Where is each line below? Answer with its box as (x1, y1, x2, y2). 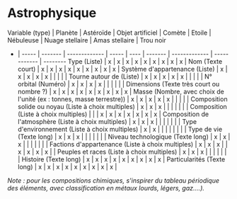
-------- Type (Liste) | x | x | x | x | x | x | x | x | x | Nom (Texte (43, 57, 223, 65)
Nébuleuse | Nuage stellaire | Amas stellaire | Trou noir (7, 35, 166, 44)
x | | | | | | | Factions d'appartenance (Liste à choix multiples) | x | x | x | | (17, 140, 228, 148)
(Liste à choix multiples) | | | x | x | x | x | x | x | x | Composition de (17, 110, 209, 118)
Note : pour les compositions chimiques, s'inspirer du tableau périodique (7, 176, 220, 185)
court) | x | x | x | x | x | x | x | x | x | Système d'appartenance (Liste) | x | (17, 64, 228, 73)
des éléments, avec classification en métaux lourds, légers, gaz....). (7, 183, 205, 192)
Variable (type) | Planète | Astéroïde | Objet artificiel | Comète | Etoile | (7, 28, 212, 37)
